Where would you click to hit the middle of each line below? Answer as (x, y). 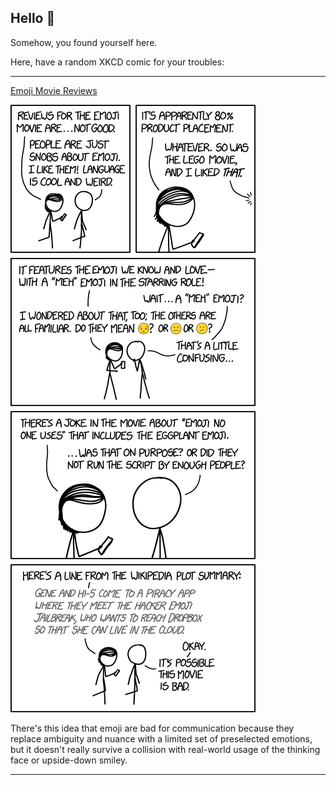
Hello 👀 (33, 18)
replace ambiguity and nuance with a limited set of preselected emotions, (161, 738)
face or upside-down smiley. (69, 760)
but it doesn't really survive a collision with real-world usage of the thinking (165, 749)
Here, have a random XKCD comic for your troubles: (117, 62)
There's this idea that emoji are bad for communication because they (152, 728)
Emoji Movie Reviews (54, 90)
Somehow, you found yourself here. (84, 42)
